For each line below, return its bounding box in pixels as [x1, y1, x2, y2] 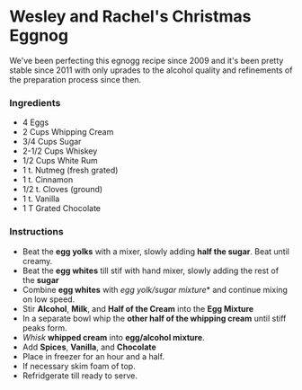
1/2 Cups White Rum [22, 155, 98, 166]
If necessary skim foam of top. [22, 360, 137, 371]
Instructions [9, 226, 65, 238]
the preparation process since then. [9, 74, 142, 84]
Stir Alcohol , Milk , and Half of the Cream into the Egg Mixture [22, 303, 254, 314]
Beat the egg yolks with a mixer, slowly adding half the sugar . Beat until [22, 245, 290, 257]
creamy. [22, 255, 53, 266]
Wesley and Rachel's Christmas [9, 6, 252, 27]
